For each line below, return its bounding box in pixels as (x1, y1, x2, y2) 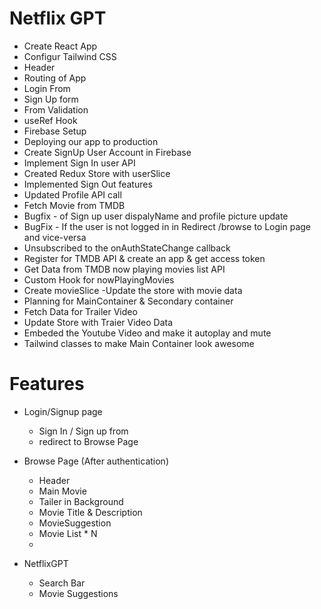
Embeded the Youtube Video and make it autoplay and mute (23, 327, 272, 339)
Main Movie (38, 485, 87, 497)
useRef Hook (23, 114, 78, 126)
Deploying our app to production (23, 135, 159, 147)
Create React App (23, 40, 98, 52)
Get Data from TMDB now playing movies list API (23, 263, 226, 275)
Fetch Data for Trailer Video (23, 305, 138, 317)
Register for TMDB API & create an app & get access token (23, 252, 266, 264)
